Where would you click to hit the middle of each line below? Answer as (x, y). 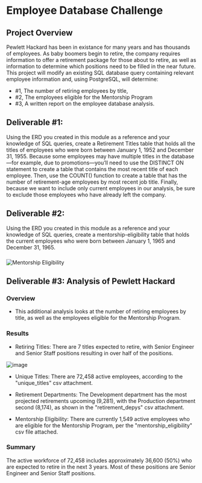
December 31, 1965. (31, 247)
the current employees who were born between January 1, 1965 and (91, 241)
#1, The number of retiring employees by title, (71, 91)
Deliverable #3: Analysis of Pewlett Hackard (91, 281)
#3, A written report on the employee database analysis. (85, 104)
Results (17, 334)
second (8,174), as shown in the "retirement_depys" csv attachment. (99, 407)
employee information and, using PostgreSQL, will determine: (82, 79)
